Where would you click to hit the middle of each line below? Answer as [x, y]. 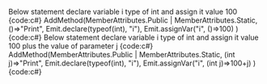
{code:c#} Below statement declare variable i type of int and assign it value [133, 37]
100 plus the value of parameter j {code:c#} [81, 46]
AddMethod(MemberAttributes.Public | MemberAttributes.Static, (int [122, 55]
